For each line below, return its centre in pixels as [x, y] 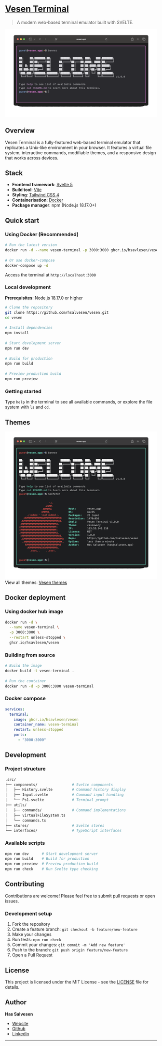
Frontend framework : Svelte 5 [42, 185]
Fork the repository [31, 924]
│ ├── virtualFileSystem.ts [35, 815]
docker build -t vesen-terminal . [40, 671]
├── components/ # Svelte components [59, 785]
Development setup [28, 914]
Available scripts [25, 843]
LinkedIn [20, 1033]
